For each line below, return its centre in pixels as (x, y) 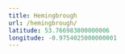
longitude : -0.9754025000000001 (62, 38)
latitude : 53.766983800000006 (59, 30)
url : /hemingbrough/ (43, 23)
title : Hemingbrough (43, 15)
